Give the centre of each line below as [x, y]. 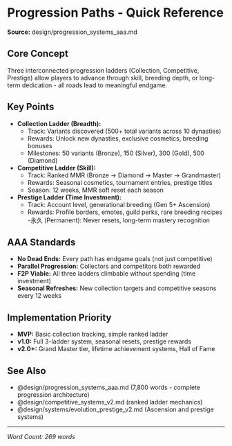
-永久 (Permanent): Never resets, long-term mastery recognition [119, 220]
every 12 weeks [39, 296]
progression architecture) [53, 395]
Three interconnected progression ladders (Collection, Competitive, [103, 70]
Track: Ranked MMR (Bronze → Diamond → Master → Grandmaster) [124, 175]
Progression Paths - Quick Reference [116, 13]
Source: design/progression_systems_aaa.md [72, 32]
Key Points [31, 107]
